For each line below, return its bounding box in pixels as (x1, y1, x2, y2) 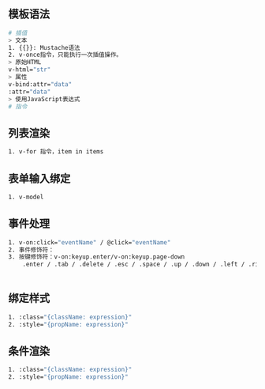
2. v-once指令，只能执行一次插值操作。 (8, 51, 122, 59)
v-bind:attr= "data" (8, 80, 73, 89)
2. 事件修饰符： (8, 246, 54, 254)
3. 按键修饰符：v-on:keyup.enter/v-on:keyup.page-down (8, 253, 185, 261)
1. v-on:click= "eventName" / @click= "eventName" (8, 238, 171, 247)
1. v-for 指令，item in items (8, 148, 104, 156)
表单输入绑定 (8, 172, 71, 185)
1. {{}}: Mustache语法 (8, 43, 80, 51)
